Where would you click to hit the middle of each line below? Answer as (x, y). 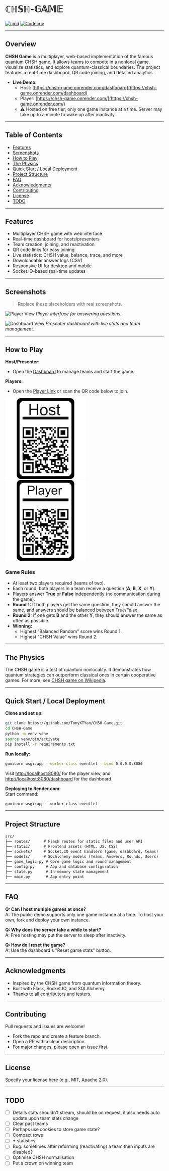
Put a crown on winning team (43, 1163)
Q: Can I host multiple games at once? (46, 909)
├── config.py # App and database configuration (62, 866)
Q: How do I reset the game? (35, 945)
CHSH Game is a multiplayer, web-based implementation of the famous (79, 56)
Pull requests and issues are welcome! (45, 1027)
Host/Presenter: (22, 362)
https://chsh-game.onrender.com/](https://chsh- (88, 98)
